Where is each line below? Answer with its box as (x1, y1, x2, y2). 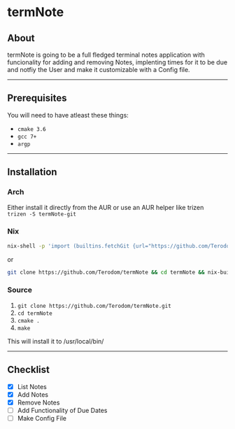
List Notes (17, 382, 47, 391)
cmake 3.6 (17, 125, 47, 133)
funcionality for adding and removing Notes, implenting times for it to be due (7, 58, 228, 66)
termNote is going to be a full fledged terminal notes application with (7, 50, 205, 59)
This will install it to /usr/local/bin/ (7, 337, 104, 345)
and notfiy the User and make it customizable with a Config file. (7, 66, 190, 73)
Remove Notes (17, 398, 60, 407)
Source (7, 285, 33, 295)
